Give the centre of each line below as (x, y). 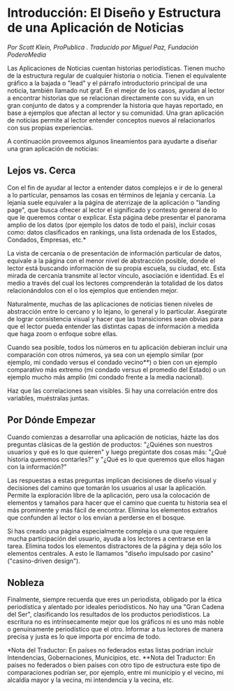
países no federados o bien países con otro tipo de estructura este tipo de (114, 665)
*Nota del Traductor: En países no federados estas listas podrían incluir (110, 650)
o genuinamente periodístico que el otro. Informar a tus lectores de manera (115, 629)
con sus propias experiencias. (50, 127)
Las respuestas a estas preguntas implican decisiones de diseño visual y (112, 480)
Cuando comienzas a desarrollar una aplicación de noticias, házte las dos (113, 437)
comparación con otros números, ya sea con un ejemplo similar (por (105, 354)
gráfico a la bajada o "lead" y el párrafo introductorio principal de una (107, 83)
